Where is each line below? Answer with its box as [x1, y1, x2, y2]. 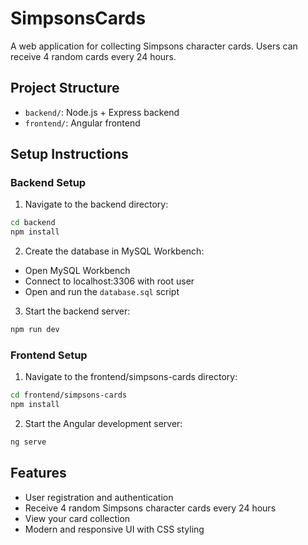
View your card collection [24, 512, 131, 524]
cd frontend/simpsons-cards [10, 390, 128, 401]
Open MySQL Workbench [24, 265, 131, 277]
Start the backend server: [24, 305, 131, 317]
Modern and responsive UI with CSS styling [24, 523, 205, 535]
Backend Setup [10, 176, 87, 190]
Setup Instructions [10, 146, 129, 163]
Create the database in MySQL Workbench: [24, 245, 205, 257]
